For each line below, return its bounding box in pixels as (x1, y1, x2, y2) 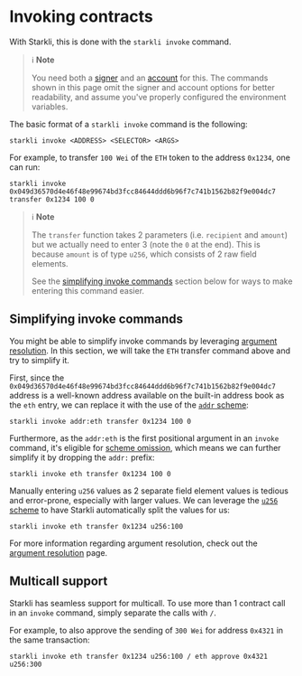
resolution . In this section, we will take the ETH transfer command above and (9, 345, 291, 356)
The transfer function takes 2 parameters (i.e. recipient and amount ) (31, 229, 288, 240)
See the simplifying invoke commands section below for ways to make (31, 276, 293, 286)
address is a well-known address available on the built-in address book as (9, 390, 285, 400)
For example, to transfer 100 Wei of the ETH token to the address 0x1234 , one (9, 152, 291, 163)
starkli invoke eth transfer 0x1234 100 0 (9, 469, 171, 478)
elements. (31, 258, 69, 268)
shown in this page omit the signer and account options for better (31, 81, 275, 92)
